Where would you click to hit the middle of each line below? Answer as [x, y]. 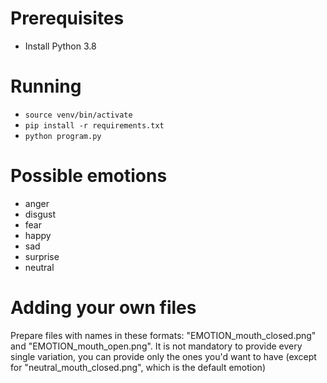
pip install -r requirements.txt [94, 125]
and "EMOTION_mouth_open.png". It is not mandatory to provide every [156, 346]
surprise [42, 256]
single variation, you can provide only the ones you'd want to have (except [163, 356]
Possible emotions [89, 176]
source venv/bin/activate [78, 115]
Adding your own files [103, 308]
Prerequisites [67, 18]
